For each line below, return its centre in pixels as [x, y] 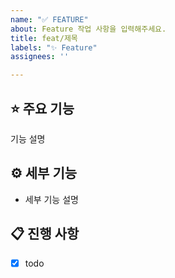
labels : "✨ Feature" [54, 47]
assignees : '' [40, 57]
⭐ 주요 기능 [42, 108]
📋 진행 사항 [45, 234]
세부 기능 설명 [51, 199]
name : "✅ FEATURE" [49, 19]
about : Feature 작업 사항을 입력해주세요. [88, 29]
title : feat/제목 [44, 38]
